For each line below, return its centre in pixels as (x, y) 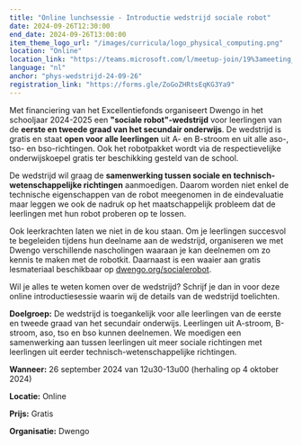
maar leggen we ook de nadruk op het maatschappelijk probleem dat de (142, 204)
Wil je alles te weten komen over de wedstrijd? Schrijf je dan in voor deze (145, 286)
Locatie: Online (38, 396)
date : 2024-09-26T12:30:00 (60, 26)
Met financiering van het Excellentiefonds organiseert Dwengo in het (136, 110)
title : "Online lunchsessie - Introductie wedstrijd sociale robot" (140, 18)
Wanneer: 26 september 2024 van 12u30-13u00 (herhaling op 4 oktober (144, 369)
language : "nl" (38, 68)
